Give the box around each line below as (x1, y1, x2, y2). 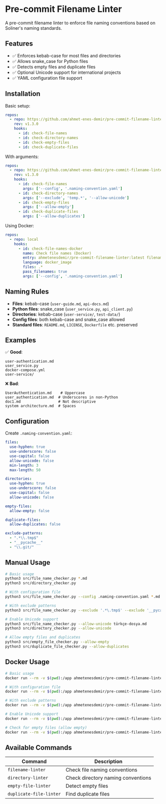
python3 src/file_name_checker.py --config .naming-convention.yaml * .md (5, 594, 161, 599)
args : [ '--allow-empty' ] (23, 205, 74, 210)
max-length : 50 (9, 467, 41, 473)
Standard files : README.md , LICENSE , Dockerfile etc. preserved (12, 322, 138, 327)
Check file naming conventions (65, 766, 137, 773)
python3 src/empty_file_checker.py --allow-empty (5, 640, 110, 644)
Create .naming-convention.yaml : (5, 430, 73, 436)
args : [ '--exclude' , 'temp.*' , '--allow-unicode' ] (23, 195, 129, 200)
